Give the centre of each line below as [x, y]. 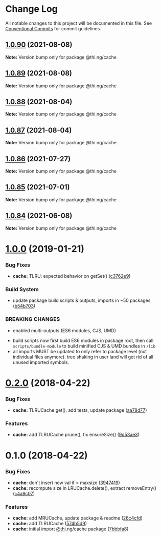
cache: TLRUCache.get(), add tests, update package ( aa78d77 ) [80, 410]
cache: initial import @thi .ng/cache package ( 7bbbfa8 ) [71, 529]
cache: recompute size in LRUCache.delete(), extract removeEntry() [85, 488]
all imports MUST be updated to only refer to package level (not [80, 351]
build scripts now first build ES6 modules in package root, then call [83, 340]
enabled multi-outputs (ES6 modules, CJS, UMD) [64, 330]
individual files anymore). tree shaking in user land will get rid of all [83, 357]
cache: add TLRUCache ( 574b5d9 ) [50, 524]
